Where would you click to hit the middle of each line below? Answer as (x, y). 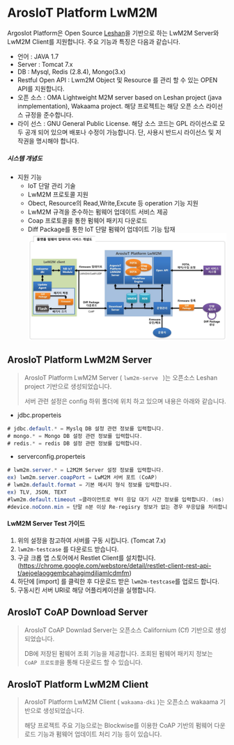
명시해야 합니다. (57, 141)
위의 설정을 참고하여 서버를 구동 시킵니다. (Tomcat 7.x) (92, 540)
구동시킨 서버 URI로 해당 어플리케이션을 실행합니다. (87, 590)
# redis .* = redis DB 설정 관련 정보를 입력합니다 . (75, 444)
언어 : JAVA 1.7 (38, 56)
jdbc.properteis (39, 415)
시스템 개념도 (25, 158)
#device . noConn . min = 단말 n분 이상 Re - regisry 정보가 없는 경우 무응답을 (106, 507)
